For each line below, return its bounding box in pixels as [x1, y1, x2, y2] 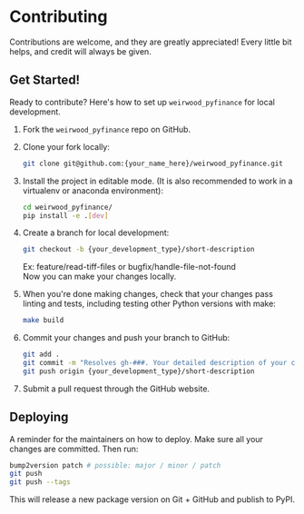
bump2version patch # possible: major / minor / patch [9, 460, 221, 470]
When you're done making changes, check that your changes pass [22, 289, 274, 300]
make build [22, 316, 64, 325]
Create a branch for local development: [22, 227, 170, 238]
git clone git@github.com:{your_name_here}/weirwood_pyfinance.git [22, 159, 283, 168]
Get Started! [9, 73, 80, 88]
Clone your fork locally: [22, 141, 111, 152]
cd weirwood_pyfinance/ [22, 203, 113, 212]
